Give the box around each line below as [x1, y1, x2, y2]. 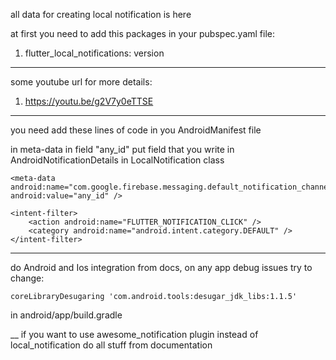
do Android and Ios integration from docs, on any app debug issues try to [10, 262, 313, 273]
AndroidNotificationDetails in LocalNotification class [10, 154, 225, 166]
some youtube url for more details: [10, 76, 153, 88]
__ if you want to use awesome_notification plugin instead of [10, 329, 259, 340]
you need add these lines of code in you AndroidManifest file [10, 124, 262, 136]
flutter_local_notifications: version [24, 47, 165, 59]
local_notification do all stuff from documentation [10, 339, 213, 351]
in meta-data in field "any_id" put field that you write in [10, 144, 235, 155]
